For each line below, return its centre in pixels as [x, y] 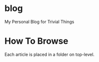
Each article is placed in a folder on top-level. [49, 54]
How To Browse [36, 41]
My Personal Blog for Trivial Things [39, 22]
